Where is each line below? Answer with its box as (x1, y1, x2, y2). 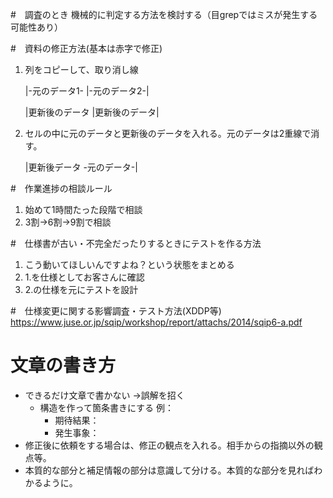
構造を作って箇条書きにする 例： (39, 401, 174, 413)
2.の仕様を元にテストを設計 (24, 284, 139, 295)
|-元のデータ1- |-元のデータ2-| (24, 85, 150, 97)
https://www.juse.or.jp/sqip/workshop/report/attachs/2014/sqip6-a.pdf (10, 316, 303, 328)
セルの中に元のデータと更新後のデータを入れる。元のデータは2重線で (24, 128, 312, 139)
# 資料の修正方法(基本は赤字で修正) (10, 43, 163, 54)
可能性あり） (10, 21, 63, 33)
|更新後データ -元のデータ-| (24, 161, 138, 173)
